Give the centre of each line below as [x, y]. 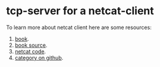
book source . [31, 45]
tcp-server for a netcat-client [80, 11]
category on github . [39, 58]
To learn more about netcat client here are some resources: [79, 27]
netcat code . [30, 51]
